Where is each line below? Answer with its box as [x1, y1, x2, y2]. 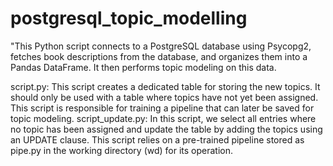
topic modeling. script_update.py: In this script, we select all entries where [10, 112, 317, 124]
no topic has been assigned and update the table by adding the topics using [10, 123, 323, 135]
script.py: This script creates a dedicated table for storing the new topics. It [10, 80, 321, 92]
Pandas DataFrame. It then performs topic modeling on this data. [10, 61, 277, 73]
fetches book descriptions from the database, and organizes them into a [10, 50, 308, 62]
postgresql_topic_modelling [10, 7, 248, 30]
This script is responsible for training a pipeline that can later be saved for [10, 102, 315, 114]
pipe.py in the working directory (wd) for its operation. [10, 144, 234, 156]
